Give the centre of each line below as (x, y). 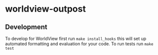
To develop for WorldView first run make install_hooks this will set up (76, 38)
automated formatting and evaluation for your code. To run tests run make (79, 44)
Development (26, 27)
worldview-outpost (46, 9)
